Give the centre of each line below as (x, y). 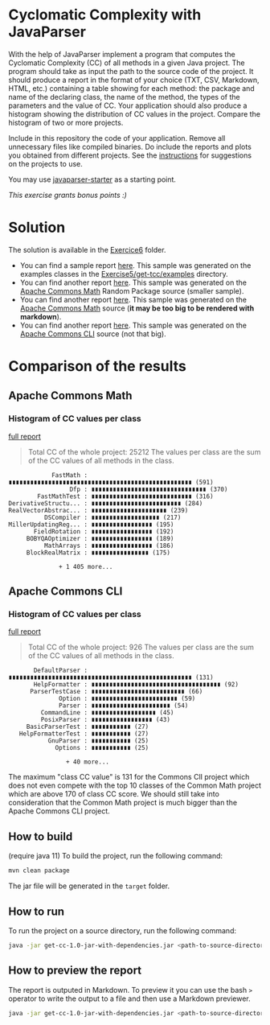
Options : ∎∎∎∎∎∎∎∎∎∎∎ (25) (102, 748)
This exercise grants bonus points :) (67, 195)
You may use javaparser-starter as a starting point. (92, 179)
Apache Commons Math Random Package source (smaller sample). (132, 290)
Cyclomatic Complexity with (105, 15)
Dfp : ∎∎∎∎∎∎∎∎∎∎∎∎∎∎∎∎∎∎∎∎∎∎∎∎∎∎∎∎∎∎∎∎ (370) (149, 489)
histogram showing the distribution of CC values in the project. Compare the (135, 113)
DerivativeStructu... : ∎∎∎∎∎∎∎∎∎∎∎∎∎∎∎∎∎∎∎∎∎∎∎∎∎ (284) (106, 503)
